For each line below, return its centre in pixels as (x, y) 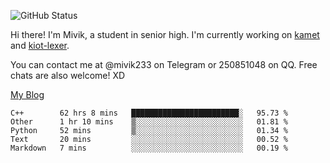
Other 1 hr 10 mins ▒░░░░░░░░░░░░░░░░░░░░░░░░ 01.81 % (149, 122)
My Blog (27, 94)
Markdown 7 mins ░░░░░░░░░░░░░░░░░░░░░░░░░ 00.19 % (149, 148)
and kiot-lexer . (40, 45)
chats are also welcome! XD (68, 75)
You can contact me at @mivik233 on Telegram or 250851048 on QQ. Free (164, 64)
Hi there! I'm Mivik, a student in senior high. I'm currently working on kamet (165, 34)
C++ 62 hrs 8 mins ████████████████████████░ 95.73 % (149, 113)
